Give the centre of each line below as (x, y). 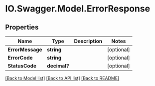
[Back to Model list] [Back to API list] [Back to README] (62, 78)
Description (88, 41)
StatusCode (22, 66)
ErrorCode (20, 58)
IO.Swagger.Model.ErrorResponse (78, 9)
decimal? (58, 66)
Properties (22, 27)
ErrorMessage (25, 49)
